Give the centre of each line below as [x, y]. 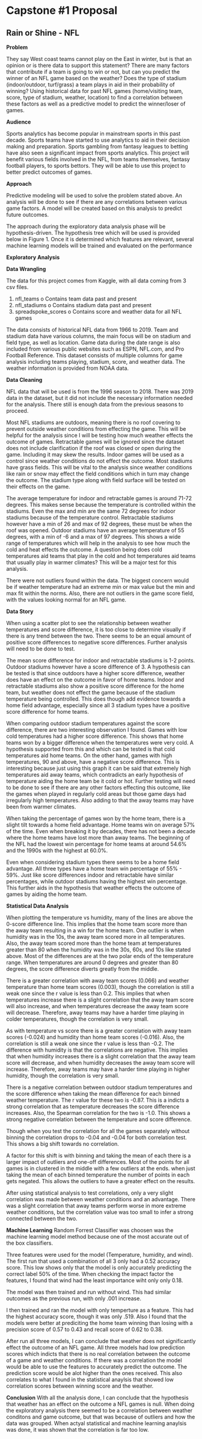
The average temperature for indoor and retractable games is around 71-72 [99, 498]
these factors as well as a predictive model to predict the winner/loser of [96, 104]
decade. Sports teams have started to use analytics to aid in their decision [98, 140]
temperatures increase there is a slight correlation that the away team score [100, 1000]
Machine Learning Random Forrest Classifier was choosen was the [90, 1230]
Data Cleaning [24, 380]
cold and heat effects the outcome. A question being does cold [84, 549]
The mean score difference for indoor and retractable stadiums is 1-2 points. [101, 660]
